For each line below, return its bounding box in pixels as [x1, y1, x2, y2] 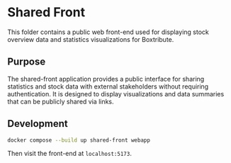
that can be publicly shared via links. [7, 97, 115, 106]
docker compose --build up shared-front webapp [7, 136, 151, 144]
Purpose [7, 56, 46, 68]
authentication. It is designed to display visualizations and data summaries [7, 89, 225, 98]
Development [7, 118, 69, 130]
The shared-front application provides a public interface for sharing [7, 74, 205, 83]
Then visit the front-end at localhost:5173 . [7, 150, 133, 158]
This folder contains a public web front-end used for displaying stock [7, 28, 209, 36]
